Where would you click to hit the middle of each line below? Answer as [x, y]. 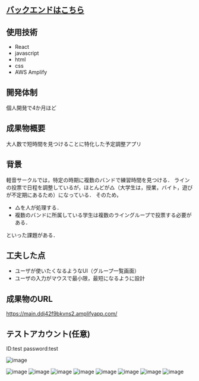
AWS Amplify [31, 72]
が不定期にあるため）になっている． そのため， [64, 195]
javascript [27, 53]
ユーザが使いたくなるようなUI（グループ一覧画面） [77, 271]
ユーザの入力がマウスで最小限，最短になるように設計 [80, 279]
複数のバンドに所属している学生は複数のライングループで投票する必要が [103, 215]
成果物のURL [30, 299]
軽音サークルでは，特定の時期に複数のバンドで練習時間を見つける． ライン [98, 180]
